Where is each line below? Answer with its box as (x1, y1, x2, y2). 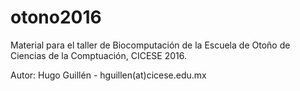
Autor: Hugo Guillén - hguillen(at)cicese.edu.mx (10, 69, 207, 81)
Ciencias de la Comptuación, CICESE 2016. (10, 49, 187, 61)
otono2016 (10, 6, 102, 29)
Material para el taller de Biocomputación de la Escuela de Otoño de (10, 39, 291, 51)
